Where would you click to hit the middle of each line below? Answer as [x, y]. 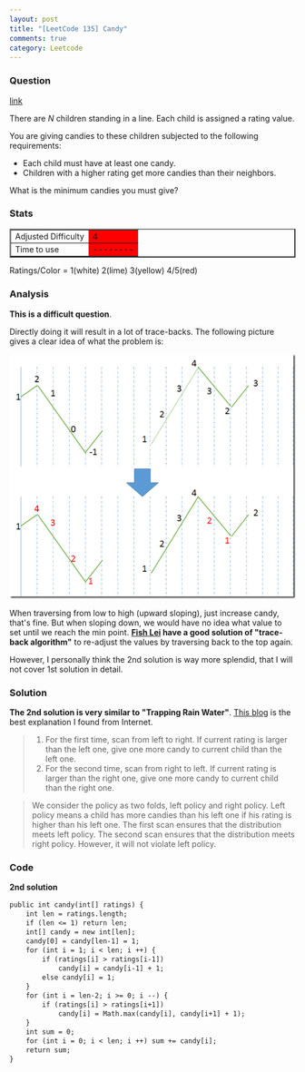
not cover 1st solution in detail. [66, 669]
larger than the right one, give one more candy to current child [162, 778]
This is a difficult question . [60, 314]
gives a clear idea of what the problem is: [87, 341]
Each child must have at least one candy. [99, 162]
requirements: [35, 145]
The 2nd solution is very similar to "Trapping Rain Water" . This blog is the [150, 712]
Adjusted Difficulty [49, 236]
